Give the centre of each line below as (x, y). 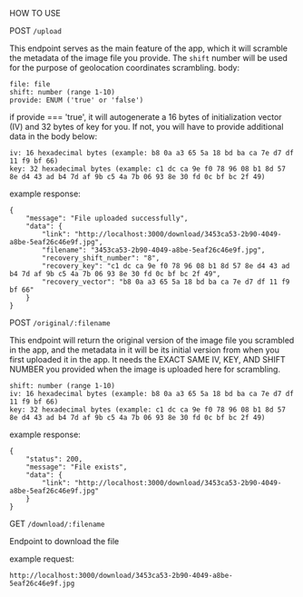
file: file (30, 85)
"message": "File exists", (77, 467)
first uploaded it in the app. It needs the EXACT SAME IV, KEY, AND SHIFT (147, 359)
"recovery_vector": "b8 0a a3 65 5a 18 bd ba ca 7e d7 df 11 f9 (166, 282)
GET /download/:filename (57, 523)
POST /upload (35, 30)
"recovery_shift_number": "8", (101, 258)
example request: (42, 559)
